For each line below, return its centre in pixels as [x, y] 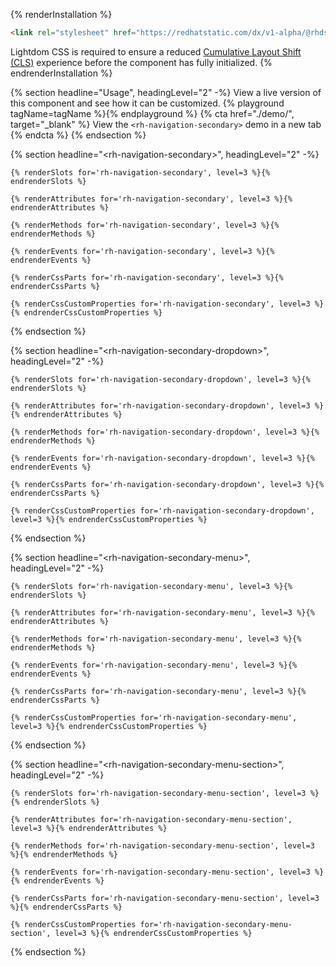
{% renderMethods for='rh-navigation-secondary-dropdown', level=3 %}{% [165, 432]
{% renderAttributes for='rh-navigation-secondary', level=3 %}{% [151, 199]
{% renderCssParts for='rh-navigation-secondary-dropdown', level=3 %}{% [167, 484]
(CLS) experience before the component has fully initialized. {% [141, 62]
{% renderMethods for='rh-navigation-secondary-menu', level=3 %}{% [156, 639]
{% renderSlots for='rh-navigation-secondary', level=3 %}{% [140, 172]
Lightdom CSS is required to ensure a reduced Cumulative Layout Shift [156, 51]
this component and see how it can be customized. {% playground [147, 103]
